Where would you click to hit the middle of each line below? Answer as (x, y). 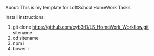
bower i (21, 49)
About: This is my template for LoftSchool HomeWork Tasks (68, 7)
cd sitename (26, 38)
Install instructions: (25, 17)
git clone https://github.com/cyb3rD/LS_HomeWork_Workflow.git (81, 27)
